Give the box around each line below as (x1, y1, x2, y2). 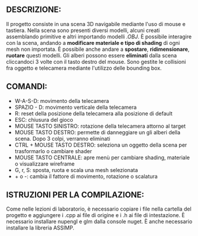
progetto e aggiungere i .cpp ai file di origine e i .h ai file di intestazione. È (6, 212, 185, 219)
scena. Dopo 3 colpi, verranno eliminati (14, 135, 111, 142)
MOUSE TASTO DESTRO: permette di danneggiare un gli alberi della (14, 128, 181, 135)
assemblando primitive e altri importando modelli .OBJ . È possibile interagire (6, 33, 192, 40)
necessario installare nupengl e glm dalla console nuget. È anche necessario (6, 218, 193, 225)
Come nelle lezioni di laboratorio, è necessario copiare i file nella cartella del (6, 205, 192, 212)
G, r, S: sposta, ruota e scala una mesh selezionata (14, 166, 138, 173)
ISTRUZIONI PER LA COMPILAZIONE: (6, 190, 145, 200)
